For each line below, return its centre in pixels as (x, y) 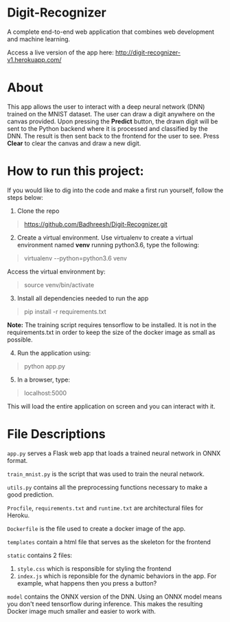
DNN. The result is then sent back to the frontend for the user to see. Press (113, 136)
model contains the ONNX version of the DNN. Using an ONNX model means (115, 597)
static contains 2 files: (40, 555)
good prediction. (31, 495)
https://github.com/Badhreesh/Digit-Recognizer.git (96, 224)
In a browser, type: (44, 380)
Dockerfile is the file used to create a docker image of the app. (96, 528)
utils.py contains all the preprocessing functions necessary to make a (107, 487)
